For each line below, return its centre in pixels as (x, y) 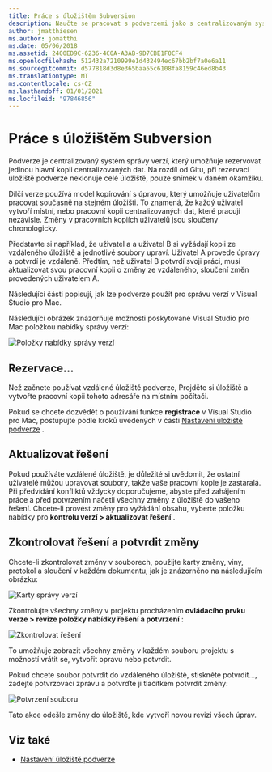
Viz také (30, 740)
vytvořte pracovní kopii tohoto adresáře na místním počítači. (108, 396)
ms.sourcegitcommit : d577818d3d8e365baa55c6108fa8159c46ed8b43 (117, 69)
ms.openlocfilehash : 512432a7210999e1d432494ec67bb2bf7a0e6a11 (117, 62)
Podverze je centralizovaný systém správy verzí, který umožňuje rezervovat (135, 161)
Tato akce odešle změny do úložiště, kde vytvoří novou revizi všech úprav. (132, 715)
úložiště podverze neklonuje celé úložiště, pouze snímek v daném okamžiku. (136, 178)
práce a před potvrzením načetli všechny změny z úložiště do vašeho (124, 499)
